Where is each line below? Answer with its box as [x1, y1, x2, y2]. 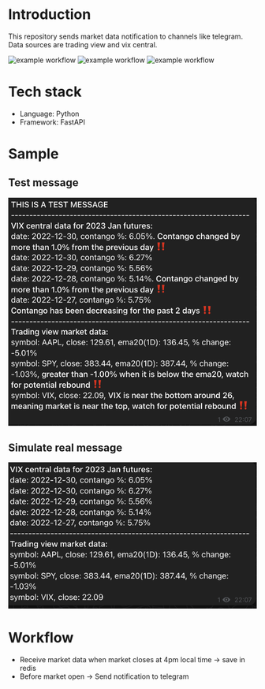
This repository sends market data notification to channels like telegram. [8, 32, 243, 41]
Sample [8, 145, 59, 163]
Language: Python [19, 109, 80, 118]
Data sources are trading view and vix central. [8, 39, 158, 49]
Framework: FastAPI [19, 117, 85, 127]
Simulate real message [8, 441, 123, 454]
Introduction [8, 6, 91, 24]
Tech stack [8, 83, 82, 101]
